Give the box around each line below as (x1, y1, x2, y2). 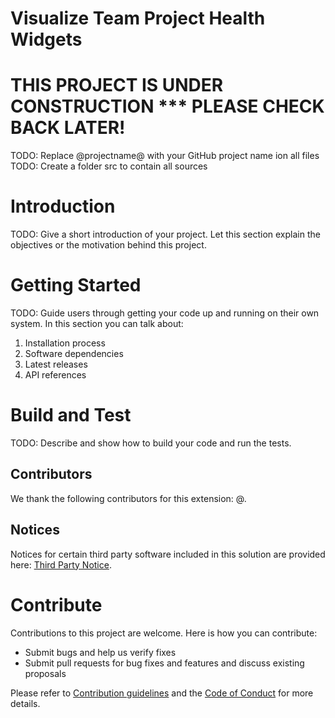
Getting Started (10, 274, 142, 297)
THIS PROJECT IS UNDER (10, 74, 224, 97)
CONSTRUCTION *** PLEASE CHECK (10, 95, 325, 118)
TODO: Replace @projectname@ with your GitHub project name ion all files (10, 150, 320, 162)
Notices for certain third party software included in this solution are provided (10, 548, 326, 560)
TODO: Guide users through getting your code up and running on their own (10, 307, 320, 319)
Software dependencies (24, 348, 124, 359)
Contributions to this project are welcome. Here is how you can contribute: (10, 627, 318, 639)
